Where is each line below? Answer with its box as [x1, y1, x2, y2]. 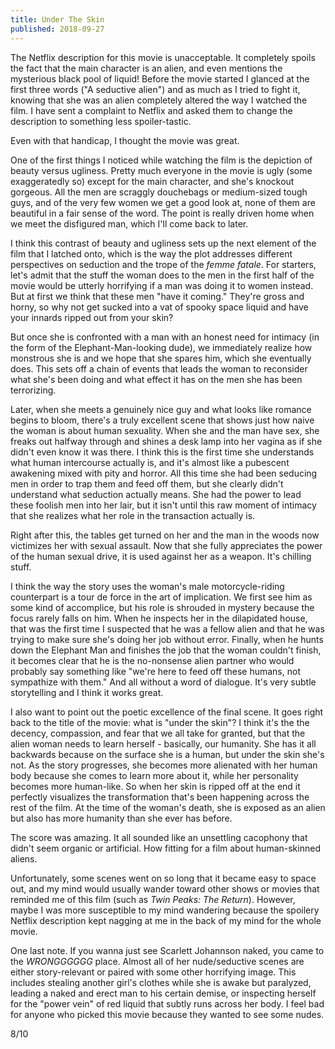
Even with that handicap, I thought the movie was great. [10, 134, 240, 146]
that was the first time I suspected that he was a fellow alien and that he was [10, 622, 325, 635]
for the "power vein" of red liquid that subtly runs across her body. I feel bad [10, 997, 325, 1010]
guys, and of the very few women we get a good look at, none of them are [10, 196, 316, 208]
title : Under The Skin [10, 14, 105, 25]
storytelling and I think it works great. [10, 686, 164, 698]
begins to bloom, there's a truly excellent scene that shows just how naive [10, 414, 315, 426]
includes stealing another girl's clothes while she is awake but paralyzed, [10, 976, 312, 988]
